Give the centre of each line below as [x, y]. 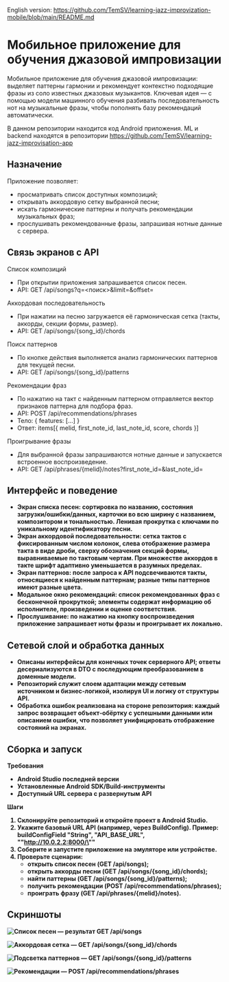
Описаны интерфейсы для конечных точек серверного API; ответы [119, 662]
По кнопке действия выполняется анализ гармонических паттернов [117, 357]
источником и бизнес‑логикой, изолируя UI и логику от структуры [118, 691]
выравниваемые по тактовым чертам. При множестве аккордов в [117, 558]
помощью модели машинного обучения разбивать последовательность [113, 100]
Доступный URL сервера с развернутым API [84, 793]
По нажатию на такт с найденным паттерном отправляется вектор [115, 398]
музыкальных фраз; [46, 216]
